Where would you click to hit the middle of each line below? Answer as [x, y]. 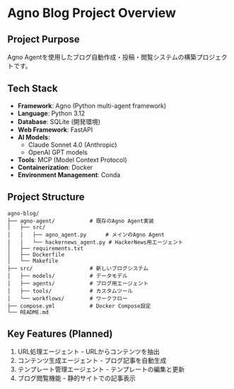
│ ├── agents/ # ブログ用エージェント [78, 283]
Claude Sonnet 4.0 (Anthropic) [72, 145]
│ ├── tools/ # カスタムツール [70, 291]
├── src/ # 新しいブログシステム [78, 268]
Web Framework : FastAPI [55, 130]
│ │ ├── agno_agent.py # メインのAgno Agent [86, 235]
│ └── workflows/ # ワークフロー [68, 298]
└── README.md [28, 312]
